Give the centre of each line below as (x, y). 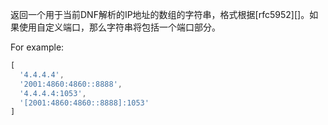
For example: (37, 47)
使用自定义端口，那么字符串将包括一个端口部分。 (119, 27)
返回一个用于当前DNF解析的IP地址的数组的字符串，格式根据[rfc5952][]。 (160, 14)
